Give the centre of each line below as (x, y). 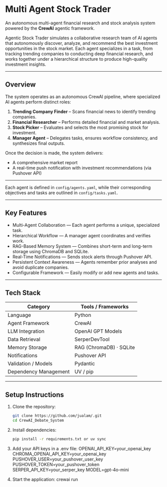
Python (83, 315)
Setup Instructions (35, 395)
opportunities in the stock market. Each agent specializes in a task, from (79, 48)
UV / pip (84, 372)
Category (39, 307)
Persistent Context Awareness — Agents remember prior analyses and (84, 262)
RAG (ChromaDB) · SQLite (105, 348)
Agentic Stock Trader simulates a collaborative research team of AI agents (81, 38)
